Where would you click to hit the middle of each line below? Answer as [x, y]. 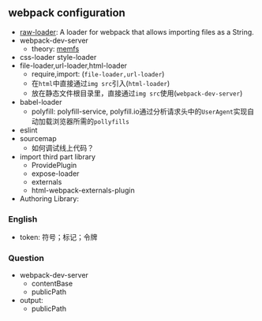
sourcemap [38, 138]
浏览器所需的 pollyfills [91, 121]
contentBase [52, 284]
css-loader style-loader [58, 57]
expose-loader [55, 174]
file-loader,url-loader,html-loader [73, 65]
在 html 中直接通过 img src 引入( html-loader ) [101, 83]
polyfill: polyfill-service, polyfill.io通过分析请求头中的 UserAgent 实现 [139, 111]
